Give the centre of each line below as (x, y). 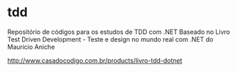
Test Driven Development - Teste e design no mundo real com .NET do (110, 39)
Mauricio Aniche (31, 47)
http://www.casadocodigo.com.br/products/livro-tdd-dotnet (95, 60)
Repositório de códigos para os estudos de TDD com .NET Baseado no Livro (119, 32)
